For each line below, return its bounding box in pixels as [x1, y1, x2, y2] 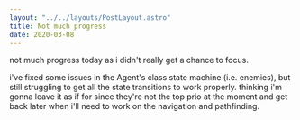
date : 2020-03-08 [9, 30, 75, 39]
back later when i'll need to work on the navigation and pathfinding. [9, 101, 259, 112]
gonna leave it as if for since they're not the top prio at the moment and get [9, 91, 288, 102]
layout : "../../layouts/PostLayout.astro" [9, 13, 171, 23]
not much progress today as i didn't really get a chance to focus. [9, 55, 250, 66]
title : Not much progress [9, 22, 106, 31]
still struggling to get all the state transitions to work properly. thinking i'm [9, 82, 282, 93]
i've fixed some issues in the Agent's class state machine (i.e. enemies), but [9, 72, 291, 83]
